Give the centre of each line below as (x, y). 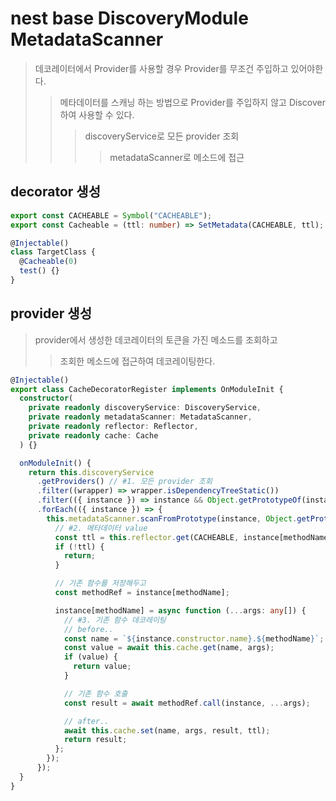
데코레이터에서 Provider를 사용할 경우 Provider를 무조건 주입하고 (161, 68)
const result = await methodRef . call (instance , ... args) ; (187, 703)
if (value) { (90, 657)
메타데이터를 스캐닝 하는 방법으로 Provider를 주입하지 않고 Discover (192, 102)
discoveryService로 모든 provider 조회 (162, 136)
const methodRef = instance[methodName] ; (142, 593)
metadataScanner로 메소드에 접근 (177, 157)
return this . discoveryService (91, 472)
